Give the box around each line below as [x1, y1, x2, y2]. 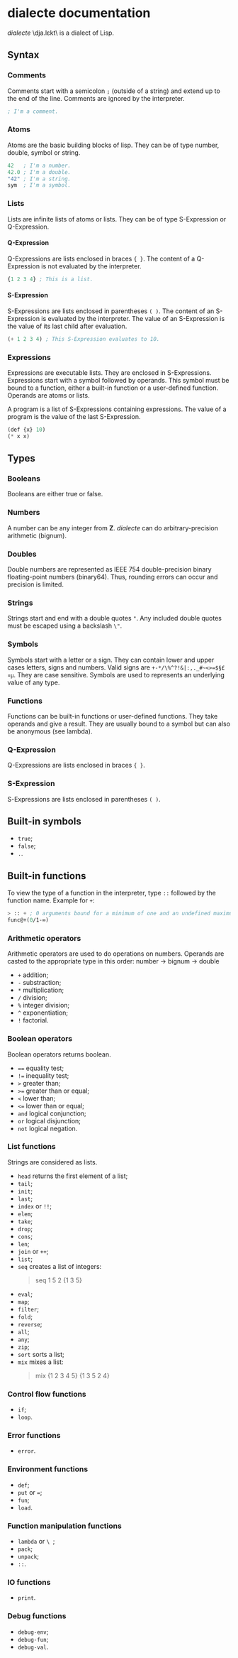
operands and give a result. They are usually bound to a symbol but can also [7, 719, 231, 728]
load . [17, 1503, 33, 1512]
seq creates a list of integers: [17, 1262, 102, 1270]
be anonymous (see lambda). [7, 726, 93, 736]
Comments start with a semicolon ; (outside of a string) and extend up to [7, 87, 221, 95]
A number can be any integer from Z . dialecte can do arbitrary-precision [7, 523, 218, 532]
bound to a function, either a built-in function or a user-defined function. [7, 383, 219, 392]
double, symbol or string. [7, 148, 81, 157]
